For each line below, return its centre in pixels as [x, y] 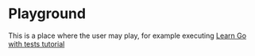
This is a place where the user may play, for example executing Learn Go [127, 35]
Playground [47, 14]
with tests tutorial [37, 43]
